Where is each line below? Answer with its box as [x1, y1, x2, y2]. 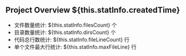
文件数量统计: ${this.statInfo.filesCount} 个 [13, 21, 117, 29]
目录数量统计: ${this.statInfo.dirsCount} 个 [13, 29, 116, 36]
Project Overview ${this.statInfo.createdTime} [5, 5, 180, 15]
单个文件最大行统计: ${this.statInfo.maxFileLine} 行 [13, 43, 137, 50]
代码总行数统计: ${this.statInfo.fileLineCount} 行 [13, 36, 130, 43]
